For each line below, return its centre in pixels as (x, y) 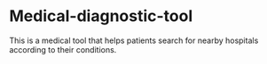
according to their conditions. (63, 49)
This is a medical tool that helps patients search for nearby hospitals (134, 40)
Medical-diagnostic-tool (101, 16)
